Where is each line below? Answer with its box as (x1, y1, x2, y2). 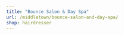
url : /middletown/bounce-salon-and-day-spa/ (6, 14, 119, 20)
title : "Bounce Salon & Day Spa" (6, 8, 89, 15)
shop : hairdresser (6, 20, 52, 26)
